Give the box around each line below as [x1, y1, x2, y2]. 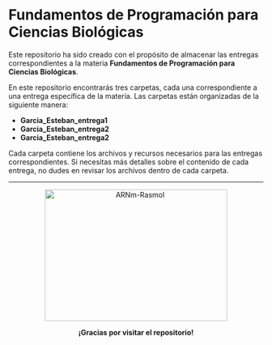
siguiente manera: [8, 100, 69, 109]
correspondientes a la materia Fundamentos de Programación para [8, 58, 236, 68]
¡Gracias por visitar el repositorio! [78, 327, 194, 337]
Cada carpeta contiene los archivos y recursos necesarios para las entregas [8, 148, 263, 158]
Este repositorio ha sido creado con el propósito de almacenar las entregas [8, 49, 259, 59]
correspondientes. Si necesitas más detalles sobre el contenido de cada [8, 156, 249, 167]
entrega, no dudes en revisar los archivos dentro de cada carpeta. [8, 165, 229, 175]
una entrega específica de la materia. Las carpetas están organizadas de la [8, 91, 259, 100]
